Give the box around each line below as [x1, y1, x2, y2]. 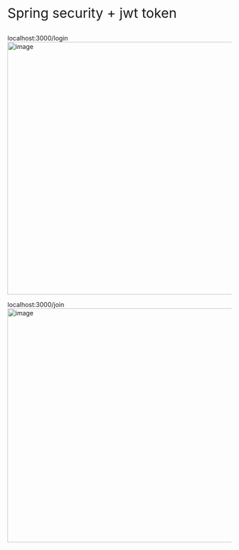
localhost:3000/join [7, 301, 65, 308]
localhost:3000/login [7, 34, 69, 42]
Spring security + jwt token [7, 5, 177, 21]
